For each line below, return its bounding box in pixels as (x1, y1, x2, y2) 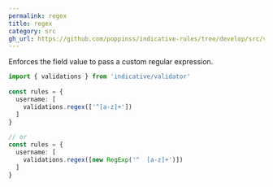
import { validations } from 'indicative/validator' (8, 72, 191, 81)
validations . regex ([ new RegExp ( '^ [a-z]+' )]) (23, 155, 184, 163)
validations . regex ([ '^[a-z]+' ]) (23, 102, 132, 111)
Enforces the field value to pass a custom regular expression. (8, 57, 214, 67)
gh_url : (8, 34, 35, 43)
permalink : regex (8, 11, 67, 20)
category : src (8, 27, 57, 35)
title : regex (8, 20, 53, 28)
